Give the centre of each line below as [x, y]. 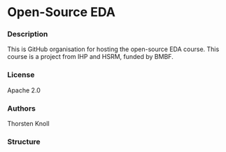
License [21, 75]
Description [28, 34]
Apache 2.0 [24, 90]
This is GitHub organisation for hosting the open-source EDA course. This [113, 49]
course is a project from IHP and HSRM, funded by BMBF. [90, 57]
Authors [22, 108]
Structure [24, 142]
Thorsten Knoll [29, 124]
